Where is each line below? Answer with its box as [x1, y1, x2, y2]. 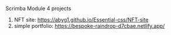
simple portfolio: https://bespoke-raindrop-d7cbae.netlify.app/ [14, 23, 165, 29]
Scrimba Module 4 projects [5, 5, 72, 12]
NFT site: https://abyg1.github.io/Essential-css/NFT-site [14, 16, 149, 23]
